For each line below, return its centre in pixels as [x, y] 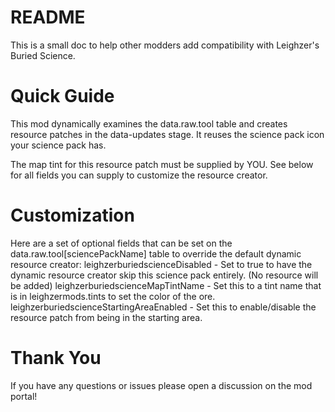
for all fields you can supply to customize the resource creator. [139, 175]
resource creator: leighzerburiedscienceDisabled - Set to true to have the [161, 264]
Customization [72, 215]
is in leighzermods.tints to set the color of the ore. [113, 296]
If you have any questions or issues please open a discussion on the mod [161, 385]
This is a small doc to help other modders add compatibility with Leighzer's [165, 45]
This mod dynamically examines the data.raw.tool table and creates [149, 123]
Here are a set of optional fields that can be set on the [121, 243]
